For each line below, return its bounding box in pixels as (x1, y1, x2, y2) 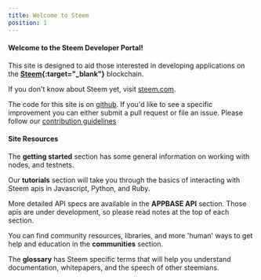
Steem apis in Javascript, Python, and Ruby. (8, 183, 150, 193)
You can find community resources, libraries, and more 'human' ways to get (8, 230, 253, 240)
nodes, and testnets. (8, 160, 74, 169)
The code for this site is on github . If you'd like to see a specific (8, 99, 213, 109)
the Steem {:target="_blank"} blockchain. (8, 68, 144, 79)
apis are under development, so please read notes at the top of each (8, 207, 230, 216)
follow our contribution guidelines (8, 116, 117, 126)
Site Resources (8, 134, 59, 144)
